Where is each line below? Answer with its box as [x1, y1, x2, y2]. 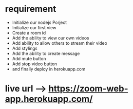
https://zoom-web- [48, 83, 128, 94]
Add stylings [12, 45, 38, 51]
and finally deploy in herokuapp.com [12, 66, 86, 72]
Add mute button [12, 55, 46, 61]
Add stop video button [12, 61, 57, 67]
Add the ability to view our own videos [12, 35, 89, 41]
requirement [5, 3, 57, 15]
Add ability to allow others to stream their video [12, 40, 107, 46]
